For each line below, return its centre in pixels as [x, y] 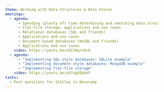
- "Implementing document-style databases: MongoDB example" [82, 64]
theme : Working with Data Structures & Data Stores [59, 9]
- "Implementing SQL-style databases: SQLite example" [75, 59]
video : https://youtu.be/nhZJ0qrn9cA [52, 50]
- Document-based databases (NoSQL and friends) [68, 41]
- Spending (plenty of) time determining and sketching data [82, 23]
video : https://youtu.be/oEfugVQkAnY [52, 73]
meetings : [15, 14]
